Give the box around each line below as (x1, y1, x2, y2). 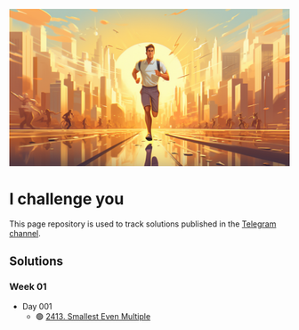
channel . (9, 227, 42, 238)
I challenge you (9, 189, 125, 210)
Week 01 (9, 281, 47, 293)
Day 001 (21, 301, 53, 311)
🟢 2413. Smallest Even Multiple (35, 310, 151, 321)
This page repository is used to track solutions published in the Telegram (9, 219, 277, 229)
